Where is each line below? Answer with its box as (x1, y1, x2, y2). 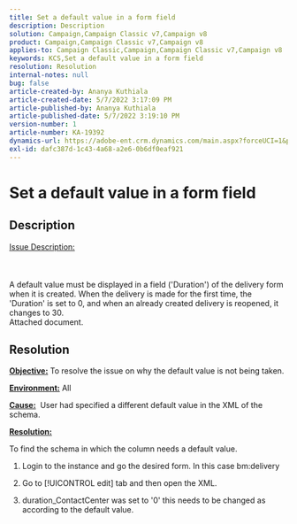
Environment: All (9, 382, 72, 394)
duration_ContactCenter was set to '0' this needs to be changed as (21, 495, 266, 505)
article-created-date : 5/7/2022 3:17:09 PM (9, 95, 172, 104)
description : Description (9, 21, 104, 30)
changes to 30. (9, 307, 65, 318)
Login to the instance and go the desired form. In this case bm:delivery (21, 461, 280, 472)
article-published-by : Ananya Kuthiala (9, 104, 156, 112)
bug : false (9, 79, 49, 88)
